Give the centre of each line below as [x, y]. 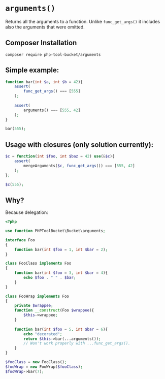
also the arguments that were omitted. [45, 27]
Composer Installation [41, 43]
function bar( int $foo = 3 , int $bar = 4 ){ [61, 273]
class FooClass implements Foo [38, 263]
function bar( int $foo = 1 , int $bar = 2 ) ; [61, 249]
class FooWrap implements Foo [37, 296]
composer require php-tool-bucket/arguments [53, 54]
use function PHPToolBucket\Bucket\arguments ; [55, 231]
